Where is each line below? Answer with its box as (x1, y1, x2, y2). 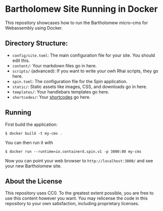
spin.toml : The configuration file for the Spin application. (12, 78, 128, 84)
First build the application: (5, 121, 58, 127)
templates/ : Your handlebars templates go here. (12, 89, 109, 94)
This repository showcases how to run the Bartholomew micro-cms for (5, 20, 148, 26)
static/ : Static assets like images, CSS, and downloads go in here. (12, 84, 147, 90)
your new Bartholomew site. (5, 163, 62, 169)
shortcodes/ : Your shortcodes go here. (12, 94, 91, 100)
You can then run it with (5, 139, 53, 146)
